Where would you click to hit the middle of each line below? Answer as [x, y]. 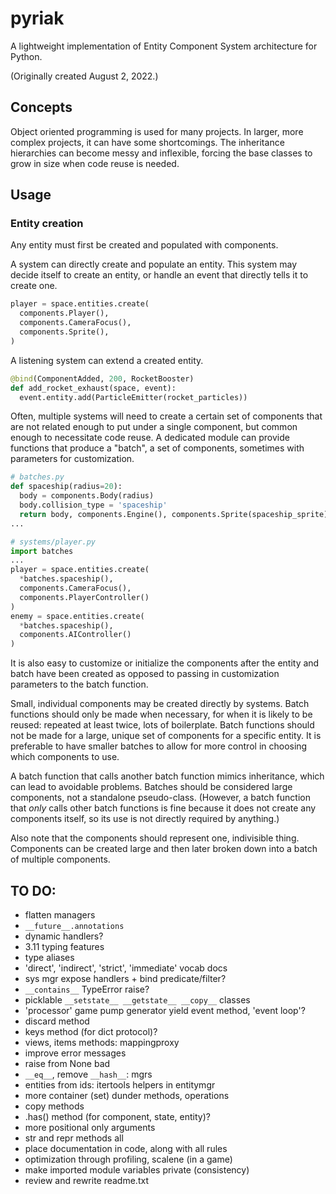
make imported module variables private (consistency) [137, 1170]
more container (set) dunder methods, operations [127, 1095]
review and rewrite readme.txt [86, 1180]
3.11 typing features [64, 946]
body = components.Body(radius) [87, 496]
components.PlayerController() [84, 597]
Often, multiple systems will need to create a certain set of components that [166, 416]
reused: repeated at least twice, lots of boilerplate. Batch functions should [162, 725]
